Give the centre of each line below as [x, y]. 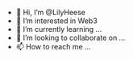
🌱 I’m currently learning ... [59, 29]
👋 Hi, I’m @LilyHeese [51, 12]
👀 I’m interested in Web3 [57, 21]
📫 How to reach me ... [53, 47]
